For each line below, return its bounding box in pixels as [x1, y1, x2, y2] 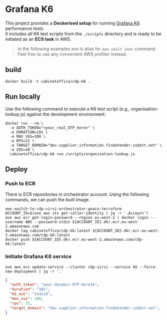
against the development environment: [26, 111, 106, 117]
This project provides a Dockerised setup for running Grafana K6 [5, 20, 140, 26]
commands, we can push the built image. [5, 197, 90, 203]
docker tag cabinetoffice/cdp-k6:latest [5, 228, 91, 233]
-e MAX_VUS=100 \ [9, 134, 46, 139]
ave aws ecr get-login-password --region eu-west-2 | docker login [5, 215, 149, 220]
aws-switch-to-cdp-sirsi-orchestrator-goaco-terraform [5, 206, 122, 211]
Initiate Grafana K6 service [5, 253, 71, 260]
